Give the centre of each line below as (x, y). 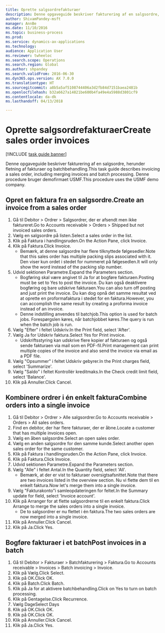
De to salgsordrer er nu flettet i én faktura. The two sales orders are (88, 511)
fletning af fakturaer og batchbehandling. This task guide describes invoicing (83, 169)
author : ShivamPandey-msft (33, 19)
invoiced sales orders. (35, 230)
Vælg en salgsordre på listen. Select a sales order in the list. (73, 235)
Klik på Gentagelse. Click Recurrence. (50, 599)
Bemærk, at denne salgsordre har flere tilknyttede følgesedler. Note (88, 251)
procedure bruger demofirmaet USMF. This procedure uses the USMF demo (82, 179)
